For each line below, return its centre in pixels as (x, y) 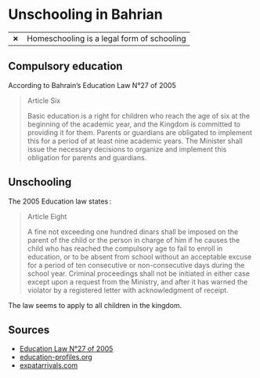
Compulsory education (65, 66)
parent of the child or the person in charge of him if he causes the (134, 240)
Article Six (44, 101)
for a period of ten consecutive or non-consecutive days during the (136, 265)
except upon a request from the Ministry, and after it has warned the (137, 281)
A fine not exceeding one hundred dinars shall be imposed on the (133, 231)
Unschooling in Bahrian (85, 15)
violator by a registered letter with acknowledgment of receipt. (128, 290)
